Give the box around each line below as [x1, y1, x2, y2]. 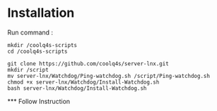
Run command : [7, 28, 54, 37]
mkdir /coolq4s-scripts [7, 41, 78, 48]
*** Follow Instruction [7, 97, 71, 105]
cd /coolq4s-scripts [7, 48, 69, 55]
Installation [7, 5, 75, 21]
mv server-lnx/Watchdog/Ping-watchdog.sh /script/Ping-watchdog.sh [7, 72, 211, 79]
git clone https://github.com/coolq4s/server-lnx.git [7, 60, 170, 67]
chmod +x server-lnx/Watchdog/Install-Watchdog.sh [7, 79, 160, 86]
